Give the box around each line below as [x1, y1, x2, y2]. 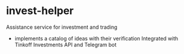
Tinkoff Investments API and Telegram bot [14, 41, 117, 48]
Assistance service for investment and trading [6, 23, 118, 31]
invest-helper [6, 4, 74, 18]
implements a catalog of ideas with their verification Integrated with [14, 35, 178, 42]
